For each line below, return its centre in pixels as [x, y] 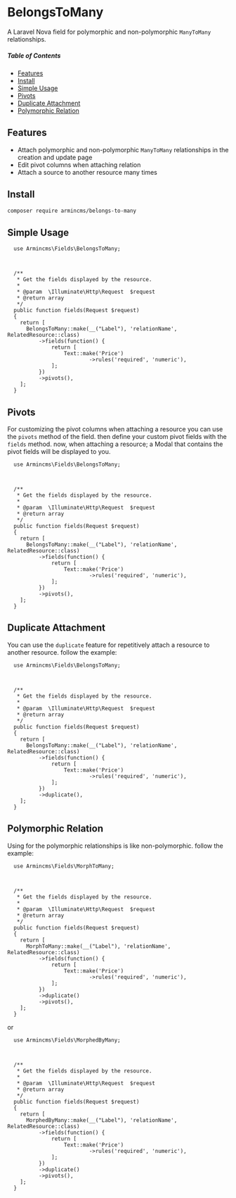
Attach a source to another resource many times [87, 172]
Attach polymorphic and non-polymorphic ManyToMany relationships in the [123, 149]
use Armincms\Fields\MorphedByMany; [67, 1040]
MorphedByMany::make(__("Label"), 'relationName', [101, 1120]
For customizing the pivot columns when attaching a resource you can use [115, 429]
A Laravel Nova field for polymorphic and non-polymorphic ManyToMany [109, 32]
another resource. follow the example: [62, 652]
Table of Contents [34, 55]
